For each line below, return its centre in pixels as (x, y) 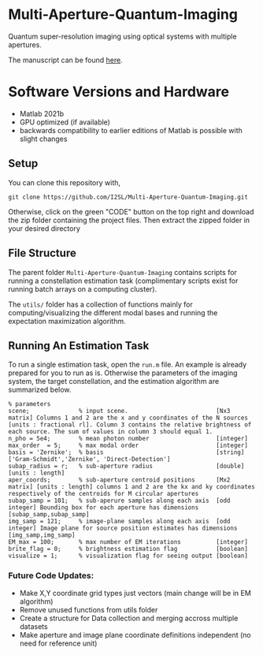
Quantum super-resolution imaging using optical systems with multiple (123, 36)
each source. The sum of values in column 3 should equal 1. (111, 432)
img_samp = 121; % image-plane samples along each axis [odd (119, 522)
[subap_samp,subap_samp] (49, 515)
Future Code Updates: (51, 575)
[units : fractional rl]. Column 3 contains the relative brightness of (130, 425)
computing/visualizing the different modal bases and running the (113, 312)
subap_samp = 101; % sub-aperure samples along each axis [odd (119, 501)
